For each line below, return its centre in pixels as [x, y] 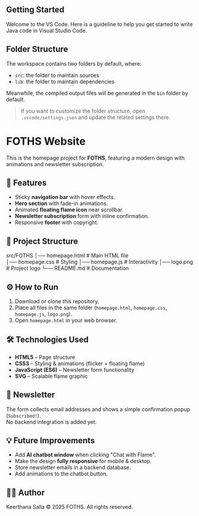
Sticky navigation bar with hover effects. [65, 197]
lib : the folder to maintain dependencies [64, 81]
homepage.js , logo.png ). [43, 314]
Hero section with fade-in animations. [61, 203]
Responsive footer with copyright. [56, 222]
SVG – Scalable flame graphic [51, 376]
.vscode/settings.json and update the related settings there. [95, 117]
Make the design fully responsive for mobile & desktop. [83, 461]
